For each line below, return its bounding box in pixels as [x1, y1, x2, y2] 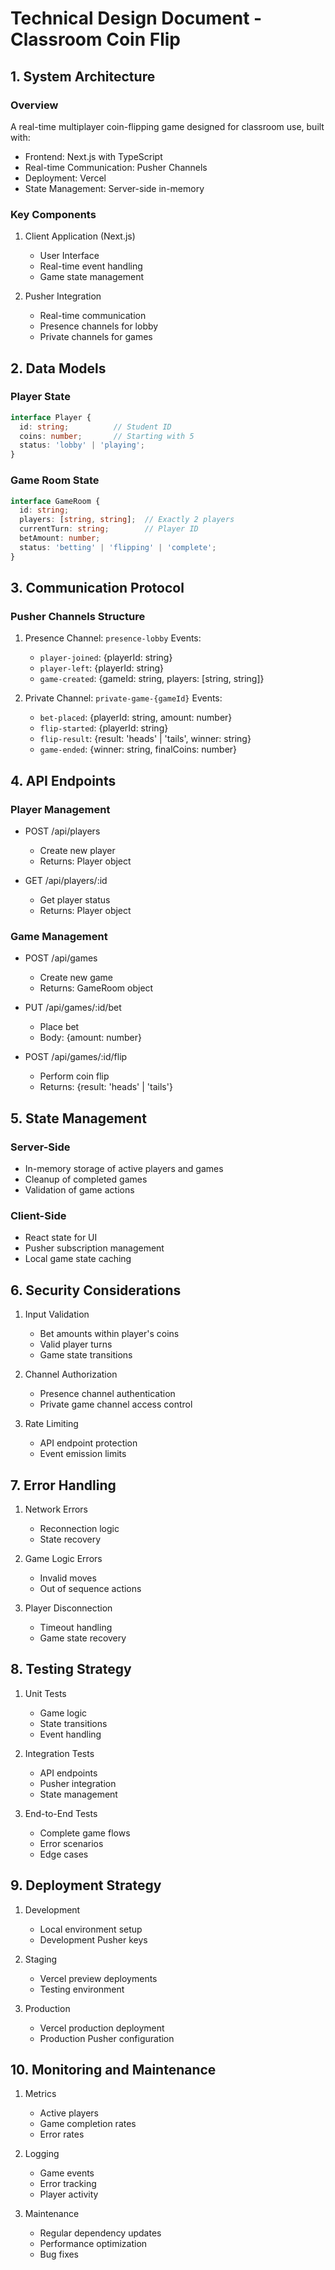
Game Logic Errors [24, 1552, 103, 1564]
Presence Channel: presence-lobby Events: [24, 632, 202, 644]
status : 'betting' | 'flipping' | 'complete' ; [19, 542, 217, 552]
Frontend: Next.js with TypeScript [24, 150, 163, 162]
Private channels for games [39, 331, 153, 343]
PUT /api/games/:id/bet [24, 1002, 122, 1014]
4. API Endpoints [10, 772, 117, 789]
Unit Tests [24, 1687, 67, 1699]
